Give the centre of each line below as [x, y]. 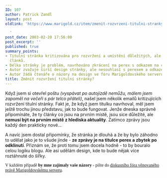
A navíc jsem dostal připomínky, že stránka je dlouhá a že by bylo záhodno [82, 135]
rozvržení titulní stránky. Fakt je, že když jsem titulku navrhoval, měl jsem [80, 104]
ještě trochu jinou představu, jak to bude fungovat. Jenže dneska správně [81, 109]
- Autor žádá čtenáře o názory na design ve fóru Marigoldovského [75, 75]
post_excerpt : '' [23, 42]
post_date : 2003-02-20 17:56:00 [39, 37]
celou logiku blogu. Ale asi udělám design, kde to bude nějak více [72, 151]
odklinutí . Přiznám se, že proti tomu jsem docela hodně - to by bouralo [78, 145]
